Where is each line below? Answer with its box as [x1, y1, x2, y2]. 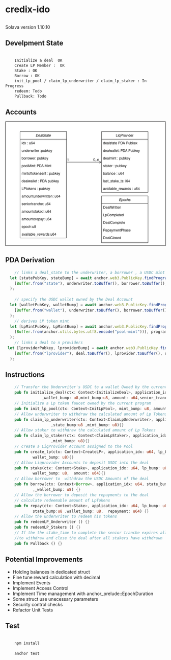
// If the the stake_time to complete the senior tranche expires [14, 530, 158, 535]
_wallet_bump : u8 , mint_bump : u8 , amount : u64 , [41, 395, 140, 401]
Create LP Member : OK [14, 63, 65, 69]
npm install [14, 641, 40, 646]
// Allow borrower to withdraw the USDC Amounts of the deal [14, 476, 149, 482]
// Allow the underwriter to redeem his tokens [14, 514, 117, 519]
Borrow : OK [14, 73, 40, 79]
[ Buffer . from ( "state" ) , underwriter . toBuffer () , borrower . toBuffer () [14, 281, 165, 286]
